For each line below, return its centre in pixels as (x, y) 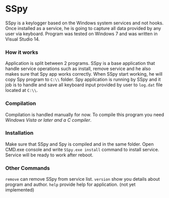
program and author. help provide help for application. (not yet (71, 185)
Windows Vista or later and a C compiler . (48, 120)
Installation (20, 133)
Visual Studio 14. (23, 39)
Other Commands (28, 168)
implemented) (20, 190)
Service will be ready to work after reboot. (49, 155)
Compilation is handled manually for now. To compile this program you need (85, 114)
